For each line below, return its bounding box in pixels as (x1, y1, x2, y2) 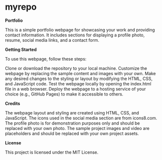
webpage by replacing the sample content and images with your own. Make (5, 70, 156, 76)
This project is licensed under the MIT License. (5, 149, 99, 155)
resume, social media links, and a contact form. (5, 37, 99, 43)
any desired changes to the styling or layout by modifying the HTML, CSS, (5, 76, 153, 81)
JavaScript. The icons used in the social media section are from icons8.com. (5, 115, 157, 121)
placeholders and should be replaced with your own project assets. (5, 130, 139, 136)
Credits (5, 100, 20, 106)
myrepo (5, 1, 37, 13)
